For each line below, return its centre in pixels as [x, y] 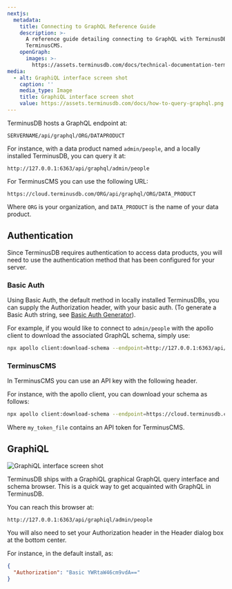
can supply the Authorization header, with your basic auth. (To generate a [112, 307]
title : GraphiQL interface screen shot [77, 97]
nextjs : [18, 13]
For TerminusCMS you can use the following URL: [78, 181]
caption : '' [37, 84]
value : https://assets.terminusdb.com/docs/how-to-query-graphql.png [122, 104]
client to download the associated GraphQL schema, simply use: [99, 335]
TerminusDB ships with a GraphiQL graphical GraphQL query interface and [113, 479]
